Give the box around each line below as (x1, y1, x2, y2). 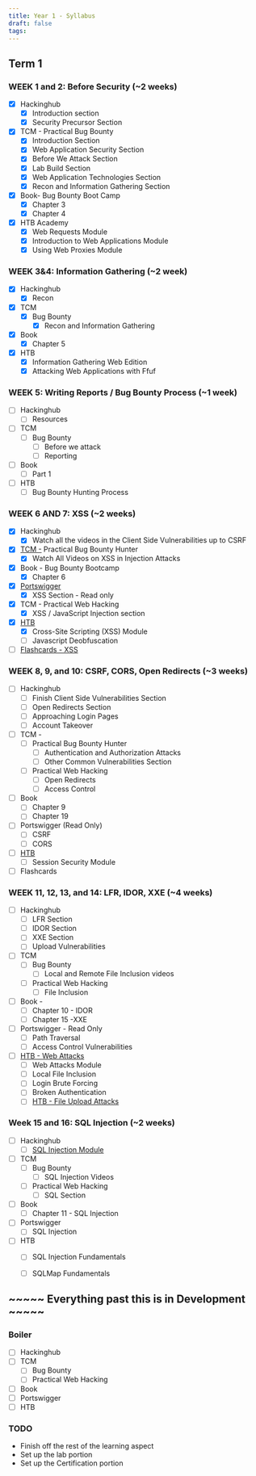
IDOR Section (31, 924, 77, 933)
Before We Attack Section (31, 154, 119, 164)
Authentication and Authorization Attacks (44, 748, 182, 757)
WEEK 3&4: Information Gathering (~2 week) (8, 266, 188, 277)
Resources (31, 414, 69, 424)
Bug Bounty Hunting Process (31, 487, 129, 497)
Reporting (44, 451, 78, 460)
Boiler (8, 1329, 32, 1340)
